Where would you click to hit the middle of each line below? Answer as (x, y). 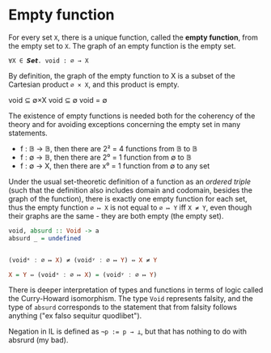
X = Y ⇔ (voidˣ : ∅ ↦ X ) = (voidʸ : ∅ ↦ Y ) (83, 274)
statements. (28, 133)
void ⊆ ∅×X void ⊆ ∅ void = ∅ (58, 100)
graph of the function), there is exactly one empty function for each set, (128, 198)
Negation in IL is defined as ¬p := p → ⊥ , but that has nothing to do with (127, 332)
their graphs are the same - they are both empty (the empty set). (116, 215)
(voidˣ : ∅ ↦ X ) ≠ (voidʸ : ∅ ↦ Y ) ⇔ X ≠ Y (83, 260)
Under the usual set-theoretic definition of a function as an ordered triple (130, 181)
